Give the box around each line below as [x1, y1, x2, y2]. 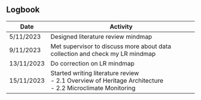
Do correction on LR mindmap [50, 59, 135, 67]
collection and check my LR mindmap [50, 49, 156, 58]
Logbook [6, 5, 40, 15]
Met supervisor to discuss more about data [50, 42, 172, 50]
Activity [109, 22, 133, 30]
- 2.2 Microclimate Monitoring [50, 83, 136, 92]
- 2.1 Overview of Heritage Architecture [50, 76, 163, 85]
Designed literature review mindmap [50, 32, 153, 40]
